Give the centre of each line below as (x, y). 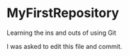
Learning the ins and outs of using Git (61, 33)
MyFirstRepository (63, 13)
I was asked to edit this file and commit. (64, 46)
